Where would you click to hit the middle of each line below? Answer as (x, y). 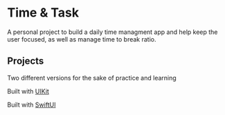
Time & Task (43, 13)
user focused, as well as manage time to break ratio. (82, 39)
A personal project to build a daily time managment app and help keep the (112, 32)
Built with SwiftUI (31, 105)
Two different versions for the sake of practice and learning (92, 78)
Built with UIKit (28, 91)
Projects (26, 61)
